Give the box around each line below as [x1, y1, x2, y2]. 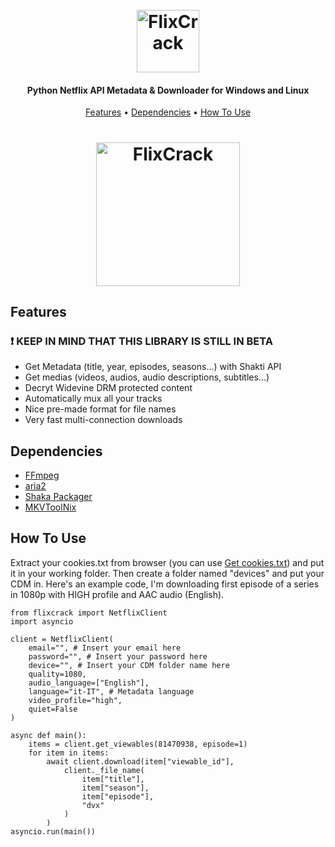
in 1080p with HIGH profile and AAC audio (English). [10, 588, 225, 600]
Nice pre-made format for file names [24, 403, 177, 415]
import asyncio [10, 616, 74, 627]
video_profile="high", [28, 695, 123, 705]
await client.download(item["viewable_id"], [46, 756, 235, 767]
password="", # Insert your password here [28, 651, 208, 662]
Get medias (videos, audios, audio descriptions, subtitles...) [24, 371, 270, 383]
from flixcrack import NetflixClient [10, 608, 168, 618]
